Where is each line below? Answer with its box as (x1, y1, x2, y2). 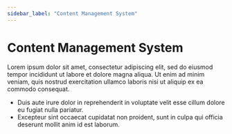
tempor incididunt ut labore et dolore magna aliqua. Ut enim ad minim (7, 70, 205, 78)
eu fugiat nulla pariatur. (17, 105, 84, 114)
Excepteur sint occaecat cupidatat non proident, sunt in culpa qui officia (17, 113, 223, 121)
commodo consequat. (7, 84, 70, 93)
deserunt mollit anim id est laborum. (17, 120, 120, 128)
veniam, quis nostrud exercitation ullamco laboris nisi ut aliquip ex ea (7, 77, 204, 86)
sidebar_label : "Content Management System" (7, 10, 138, 17)
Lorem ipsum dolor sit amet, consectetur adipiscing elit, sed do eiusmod (7, 63, 213, 71)
